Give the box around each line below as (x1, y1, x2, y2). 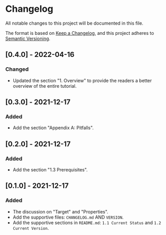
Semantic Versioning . (5, 35, 50, 42)
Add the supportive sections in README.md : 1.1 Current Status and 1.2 (12, 219, 161, 226)
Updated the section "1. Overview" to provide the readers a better (12, 77, 152, 84)
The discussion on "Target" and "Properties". (12, 208, 109, 214)
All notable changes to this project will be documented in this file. (5, 20, 144, 26)
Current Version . (12, 225, 49, 231)
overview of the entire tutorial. (12, 83, 77, 89)
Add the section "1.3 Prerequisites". (12, 167, 88, 172)
